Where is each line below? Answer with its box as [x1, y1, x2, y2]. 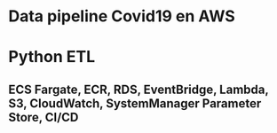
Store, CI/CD [8, 109, 79, 125]
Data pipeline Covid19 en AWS [8, 6, 236, 27]
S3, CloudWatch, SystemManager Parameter [8, 96, 262, 111]
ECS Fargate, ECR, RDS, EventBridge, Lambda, [8, 82, 269, 97]
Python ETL [8, 47, 95, 67]
